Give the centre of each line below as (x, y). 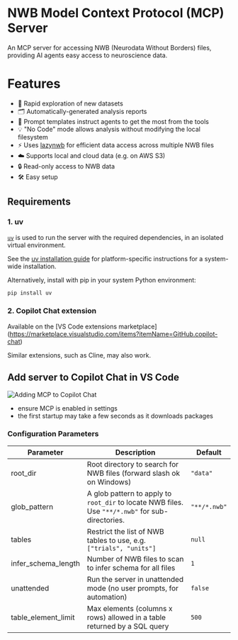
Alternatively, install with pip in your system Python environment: (102, 280)
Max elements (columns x (130, 608)
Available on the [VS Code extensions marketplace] (82, 326)
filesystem (33, 137)
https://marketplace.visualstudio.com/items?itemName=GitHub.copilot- (114, 333)
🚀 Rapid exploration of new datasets (70, 103)
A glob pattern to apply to (129, 493)
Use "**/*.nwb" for (118, 511)
